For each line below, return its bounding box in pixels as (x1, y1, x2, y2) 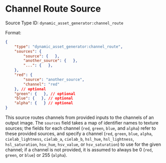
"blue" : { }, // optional (14, 96, 73, 101)
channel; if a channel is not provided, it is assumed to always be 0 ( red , (5, 147, 153, 153)
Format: (5, 29, 22, 35)
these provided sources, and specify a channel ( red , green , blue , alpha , (5, 131, 153, 137)
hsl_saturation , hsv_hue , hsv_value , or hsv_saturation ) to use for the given (5, 141, 161, 147)
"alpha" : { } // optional (14, 101, 73, 106)
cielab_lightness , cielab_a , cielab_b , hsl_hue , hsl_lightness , (5, 136, 135, 142)
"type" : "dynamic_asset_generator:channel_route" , (14, 44, 123, 49)
